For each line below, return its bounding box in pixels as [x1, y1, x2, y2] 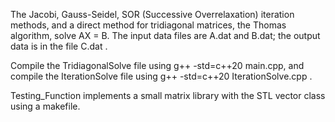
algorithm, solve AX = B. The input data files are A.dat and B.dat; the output [10, 30, 321, 41]
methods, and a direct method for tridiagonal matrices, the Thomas [10, 19, 287, 31]
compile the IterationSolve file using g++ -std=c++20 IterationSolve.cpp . [10, 70, 313, 82]
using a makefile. [10, 100, 81, 112]
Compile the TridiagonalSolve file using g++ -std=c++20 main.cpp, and [10, 60, 305, 71]
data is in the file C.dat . [10, 40, 108, 52]
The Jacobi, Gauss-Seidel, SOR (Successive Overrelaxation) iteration [10, 9, 295, 20]
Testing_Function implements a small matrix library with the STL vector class [10, 90, 326, 101]
